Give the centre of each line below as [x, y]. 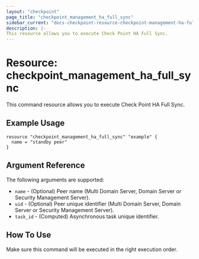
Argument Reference [46, 166]
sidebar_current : [28, 23]
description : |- [26, 28]
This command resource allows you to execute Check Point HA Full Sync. [96, 105]
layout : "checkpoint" [33, 12]
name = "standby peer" [39, 142]
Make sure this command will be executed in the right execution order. [92, 249]
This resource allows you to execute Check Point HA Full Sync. [87, 34]
